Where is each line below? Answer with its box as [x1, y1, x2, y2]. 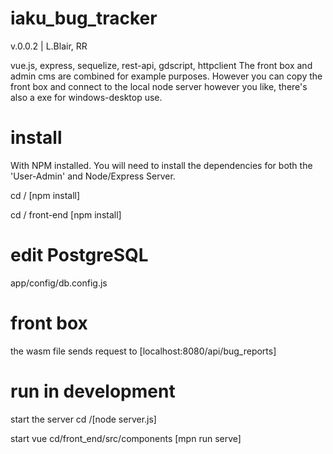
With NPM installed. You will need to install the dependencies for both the [10, 159, 313, 171]
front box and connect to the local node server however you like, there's [10, 80, 308, 92]
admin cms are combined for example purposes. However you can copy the [10, 70, 323, 82]
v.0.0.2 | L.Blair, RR [10, 40, 88, 52]
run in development [10, 380, 176, 402]
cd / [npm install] [10, 189, 81, 201]
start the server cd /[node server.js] [10, 413, 157, 425]
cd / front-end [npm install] [10, 208, 122, 221]
